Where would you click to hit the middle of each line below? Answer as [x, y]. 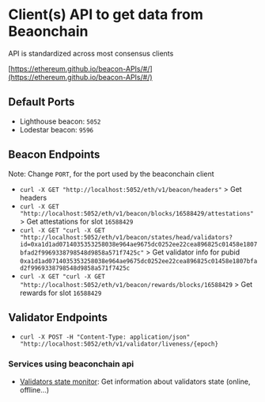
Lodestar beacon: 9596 [56, 129]
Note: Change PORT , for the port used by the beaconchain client [112, 174]
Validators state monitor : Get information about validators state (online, [135, 381]
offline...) [34, 389]
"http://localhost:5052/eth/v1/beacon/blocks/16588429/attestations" [137, 213]
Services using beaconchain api [71, 364]
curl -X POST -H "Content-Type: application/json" [105, 337]
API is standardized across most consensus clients [91, 53]
